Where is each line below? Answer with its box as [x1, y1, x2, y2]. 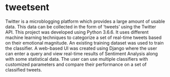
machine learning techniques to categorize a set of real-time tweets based [5, 34, 162, 41]
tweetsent [5, 2, 49, 13]
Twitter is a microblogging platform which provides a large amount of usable [5, 18, 165, 24]
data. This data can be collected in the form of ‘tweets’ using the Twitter [5, 23, 156, 29]
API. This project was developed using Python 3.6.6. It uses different [5, 29, 149, 35]
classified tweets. [5, 66, 42, 72]
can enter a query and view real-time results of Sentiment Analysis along [5, 50, 158, 57]
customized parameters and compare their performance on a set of [5, 61, 147, 67]
